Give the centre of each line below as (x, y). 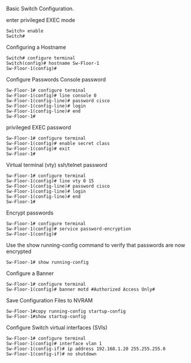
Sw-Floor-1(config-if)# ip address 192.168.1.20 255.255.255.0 (86, 349)
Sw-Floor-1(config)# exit (38, 149)
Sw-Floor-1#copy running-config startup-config (66, 311)
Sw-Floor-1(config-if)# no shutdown (51, 354)
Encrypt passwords (30, 213)
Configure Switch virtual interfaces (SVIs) (57, 327)
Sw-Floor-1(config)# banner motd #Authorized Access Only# (81, 289)
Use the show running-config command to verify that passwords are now (96, 245)
